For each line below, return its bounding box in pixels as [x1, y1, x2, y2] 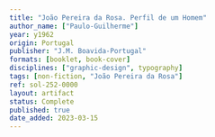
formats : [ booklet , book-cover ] [9, 55, 130, 64]
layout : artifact [9, 88, 75, 97]
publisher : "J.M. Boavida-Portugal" [9, 47, 147, 56]
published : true [9, 105, 70, 114]
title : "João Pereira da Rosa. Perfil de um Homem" [9, 13, 207, 23]
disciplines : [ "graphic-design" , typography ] [9, 64, 183, 73]
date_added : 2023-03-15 [9, 114, 99, 123]
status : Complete [9, 96, 75, 106]
